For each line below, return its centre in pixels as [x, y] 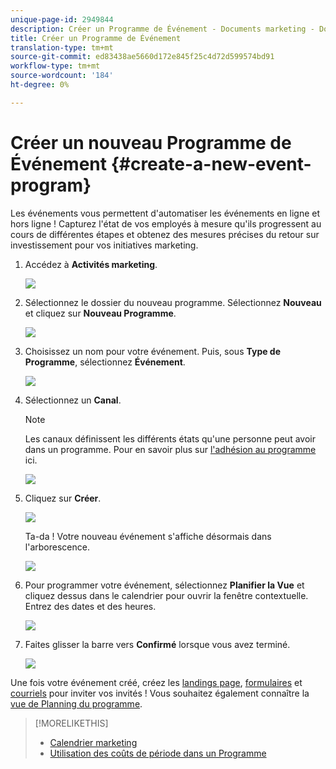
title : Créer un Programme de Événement [96, 38]
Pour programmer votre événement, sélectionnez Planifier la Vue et [164, 585]
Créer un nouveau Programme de [151, 142]
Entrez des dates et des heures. [90, 606]
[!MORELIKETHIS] [71, 723]
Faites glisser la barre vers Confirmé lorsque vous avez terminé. [157, 644]
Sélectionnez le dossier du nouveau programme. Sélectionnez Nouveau [173, 302]
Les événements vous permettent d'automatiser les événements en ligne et [165, 213]
